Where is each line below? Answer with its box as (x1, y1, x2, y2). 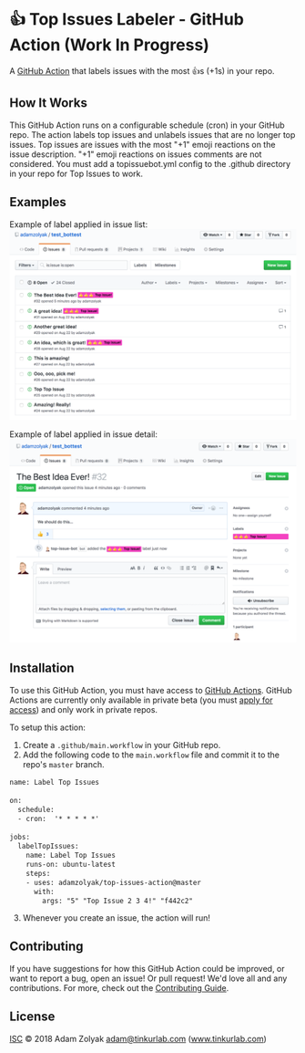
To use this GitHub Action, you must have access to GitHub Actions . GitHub (9, 684, 293, 695)
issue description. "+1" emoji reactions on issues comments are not (9, 149, 262, 160)
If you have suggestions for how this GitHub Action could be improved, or (9, 963, 285, 974)
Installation (9, 661, 75, 676)
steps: (25, 869, 51, 878)
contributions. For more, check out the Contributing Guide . (9, 982, 229, 993)
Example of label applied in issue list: (9, 218, 148, 230)
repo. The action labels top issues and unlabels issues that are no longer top (9, 129, 296, 140)
